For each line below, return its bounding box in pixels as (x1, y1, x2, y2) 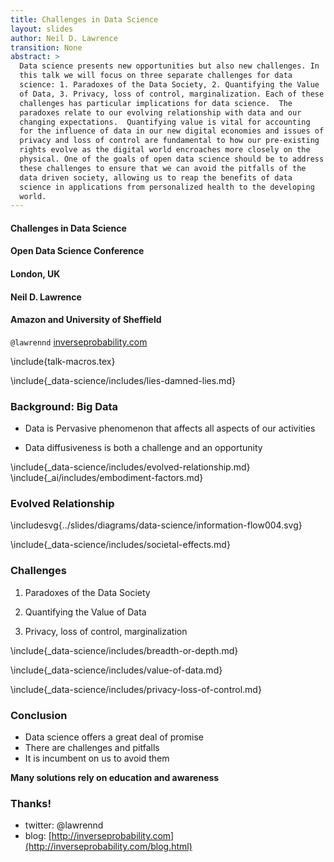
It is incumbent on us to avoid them (24, 752, 170, 765)
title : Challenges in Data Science (10, 14, 159, 25)
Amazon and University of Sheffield (10, 314, 162, 326)
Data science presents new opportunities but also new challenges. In (19, 61, 320, 71)
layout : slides (10, 24, 74, 34)
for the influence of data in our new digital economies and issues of (19, 126, 325, 136)
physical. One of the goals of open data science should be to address (19, 154, 325, 164)
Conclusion (10, 708, 68, 722)
